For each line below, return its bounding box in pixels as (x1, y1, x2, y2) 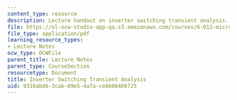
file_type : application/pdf (7, 30, 90, 37)
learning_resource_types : (7, 37, 83, 44)
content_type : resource (7, 10, 78, 18)
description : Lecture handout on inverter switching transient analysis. (7, 17, 229, 24)
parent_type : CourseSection (7, 63, 90, 70)
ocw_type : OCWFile (7, 50, 61, 57)
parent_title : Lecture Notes (7, 56, 93, 63)
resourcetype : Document (7, 69, 78, 76)
